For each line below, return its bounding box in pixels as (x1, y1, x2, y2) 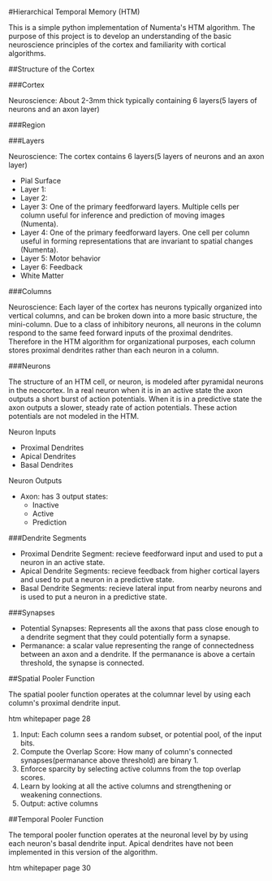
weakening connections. (19, 790, 103, 799)
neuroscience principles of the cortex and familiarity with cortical (8, 40, 227, 50)
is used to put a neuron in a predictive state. (19, 592, 168, 602)
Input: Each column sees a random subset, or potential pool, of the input (19, 730, 262, 739)
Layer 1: (19, 184, 47, 194)
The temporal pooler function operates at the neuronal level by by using (8, 830, 248, 840)
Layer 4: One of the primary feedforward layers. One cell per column (19, 227, 250, 237)
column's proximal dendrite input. (8, 698, 121, 707)
